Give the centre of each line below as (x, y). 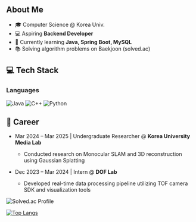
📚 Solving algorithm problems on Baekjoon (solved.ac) (83, 49)
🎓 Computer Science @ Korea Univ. (60, 24)
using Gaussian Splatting (54, 161)
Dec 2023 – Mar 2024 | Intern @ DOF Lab (66, 172)
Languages (23, 90)
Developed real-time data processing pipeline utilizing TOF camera (106, 183)
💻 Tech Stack (32, 71)
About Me (25, 10)
